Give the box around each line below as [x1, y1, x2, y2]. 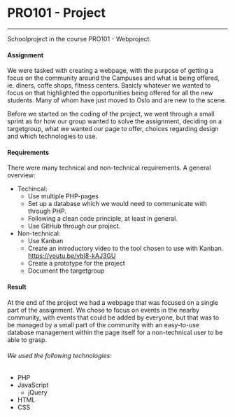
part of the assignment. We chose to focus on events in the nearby [7, 306, 200, 314]
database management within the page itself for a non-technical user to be [7, 328, 223, 336]
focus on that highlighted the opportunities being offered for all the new [7, 89, 213, 97]
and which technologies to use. [7, 132, 98, 141]
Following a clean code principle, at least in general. [27, 214, 178, 223]
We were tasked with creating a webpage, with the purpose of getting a [7, 67, 214, 75]
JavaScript [17, 381, 49, 389]
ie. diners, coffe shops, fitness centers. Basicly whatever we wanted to [7, 81, 211, 90]
